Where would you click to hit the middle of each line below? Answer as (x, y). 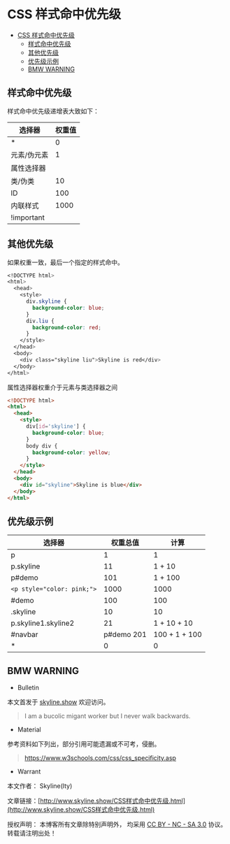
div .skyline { (46, 301)
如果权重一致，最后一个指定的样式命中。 (65, 262)
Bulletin (28, 688)
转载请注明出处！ (32, 834)
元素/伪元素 (30, 155)
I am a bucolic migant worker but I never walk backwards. (107, 716)
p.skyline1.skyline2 (43, 623)
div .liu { (40, 321)
